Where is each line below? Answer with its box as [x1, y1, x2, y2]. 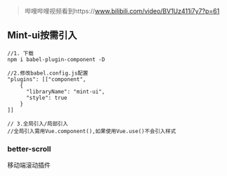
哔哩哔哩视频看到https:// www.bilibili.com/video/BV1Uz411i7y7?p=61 [24, 7, 220, 15]
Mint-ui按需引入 [7, 30, 77, 42]
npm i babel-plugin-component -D [7, 56, 105, 63]
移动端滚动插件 [7, 161, 51, 170]
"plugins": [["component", [7, 75, 86, 83]
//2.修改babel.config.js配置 [7, 70, 89, 77]
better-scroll [7, 144, 51, 153]
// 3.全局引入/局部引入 [7, 120, 69, 127]
